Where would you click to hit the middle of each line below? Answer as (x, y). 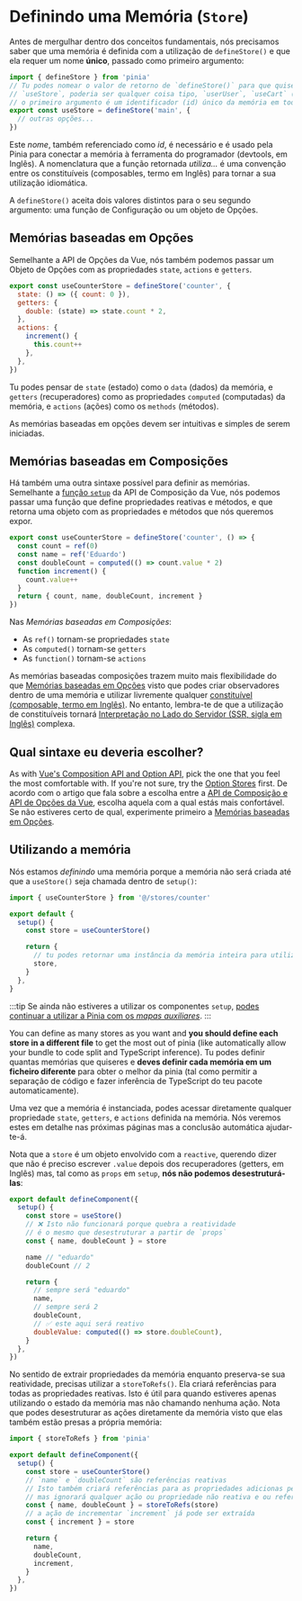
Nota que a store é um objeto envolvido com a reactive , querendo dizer (143, 1153)
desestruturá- (259, 1173)
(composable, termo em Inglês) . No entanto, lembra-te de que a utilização (147, 705)
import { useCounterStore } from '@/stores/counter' (110, 898)
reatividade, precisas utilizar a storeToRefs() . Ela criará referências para (143, 1384)
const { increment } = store (80, 1522)
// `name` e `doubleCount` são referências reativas (126, 1480)
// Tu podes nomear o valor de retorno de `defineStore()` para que (140, 86)
